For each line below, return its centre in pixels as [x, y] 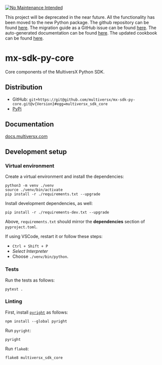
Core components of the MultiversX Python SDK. [55, 72]
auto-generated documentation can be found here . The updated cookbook [81, 33]
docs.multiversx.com [26, 136]
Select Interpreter [30, 251]
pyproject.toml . [21, 227]
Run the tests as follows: [30, 280]
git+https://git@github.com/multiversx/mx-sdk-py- [82, 100]
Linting [14, 301]
